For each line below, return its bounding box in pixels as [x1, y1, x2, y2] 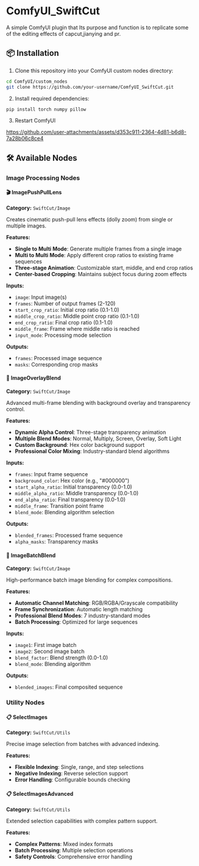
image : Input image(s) [14, 293, 67, 301]
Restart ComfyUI [14, 117, 56, 124]
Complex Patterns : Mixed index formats [14, 840, 113, 848]
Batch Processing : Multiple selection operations [14, 846, 134, 854]
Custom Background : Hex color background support [14, 442, 145, 449]
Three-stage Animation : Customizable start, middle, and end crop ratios [14, 264, 193, 271]
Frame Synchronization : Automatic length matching [14, 606, 143, 613]
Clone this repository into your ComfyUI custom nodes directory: [14, 67, 173, 74]
